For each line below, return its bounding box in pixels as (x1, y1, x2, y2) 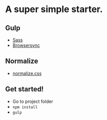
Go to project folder (12, 98, 53, 104)
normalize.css (12, 70, 42, 76)
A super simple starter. (5, 4, 103, 15)
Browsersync (12, 42, 40, 48)
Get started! (5, 85, 44, 94)
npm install (12, 104, 38, 109)
